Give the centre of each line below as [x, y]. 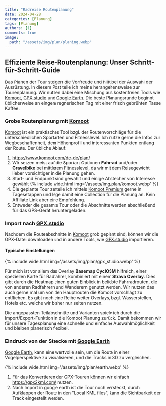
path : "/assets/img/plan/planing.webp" [51, 42]
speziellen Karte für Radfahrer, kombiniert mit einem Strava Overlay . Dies [80, 277]
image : [12, 38]
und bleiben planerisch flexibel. [37, 328]
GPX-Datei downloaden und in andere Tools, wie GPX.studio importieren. [80, 240]
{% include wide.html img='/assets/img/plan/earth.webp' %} [67, 367]
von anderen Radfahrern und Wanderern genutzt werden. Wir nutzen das [80, 287]
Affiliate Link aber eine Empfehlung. [49, 200]
